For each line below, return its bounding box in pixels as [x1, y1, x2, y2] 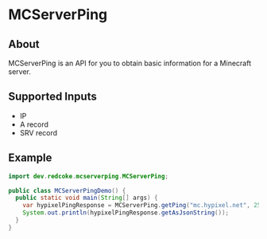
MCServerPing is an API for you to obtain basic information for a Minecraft [8, 58, 252, 68]
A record [19, 119, 49, 129]
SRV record [19, 127, 58, 137]
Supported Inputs [8, 90, 97, 104]
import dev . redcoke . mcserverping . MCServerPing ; [8, 172, 169, 180]
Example [8, 151, 52, 165]
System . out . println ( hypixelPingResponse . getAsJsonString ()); [22, 209, 229, 217]
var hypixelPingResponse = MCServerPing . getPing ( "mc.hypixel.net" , [22, 202, 250, 210]
